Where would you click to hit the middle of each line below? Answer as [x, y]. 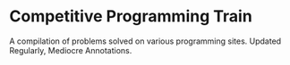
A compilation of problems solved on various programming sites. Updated [145, 41]
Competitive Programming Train [131, 16]
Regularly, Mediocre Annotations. [71, 50]
